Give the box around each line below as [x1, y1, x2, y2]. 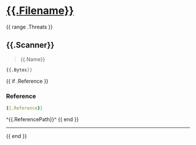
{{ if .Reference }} [6, 77, 48, 84]
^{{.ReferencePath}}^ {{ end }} [6, 115, 79, 123]
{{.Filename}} [6, 4, 74, 17]
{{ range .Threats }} [6, 23, 53, 30]
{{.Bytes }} [6, 67, 33, 73]
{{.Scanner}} [6, 40, 55, 50]
